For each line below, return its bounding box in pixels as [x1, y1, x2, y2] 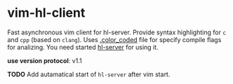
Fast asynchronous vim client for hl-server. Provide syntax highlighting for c [7, 28, 227, 36]
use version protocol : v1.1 [7, 56, 82, 64]
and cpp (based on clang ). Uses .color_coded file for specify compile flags [7, 35, 222, 43]
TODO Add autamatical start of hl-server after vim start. [7, 70, 171, 78]
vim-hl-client [7, 5, 86, 21]
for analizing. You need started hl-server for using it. [7, 43, 159, 51]
